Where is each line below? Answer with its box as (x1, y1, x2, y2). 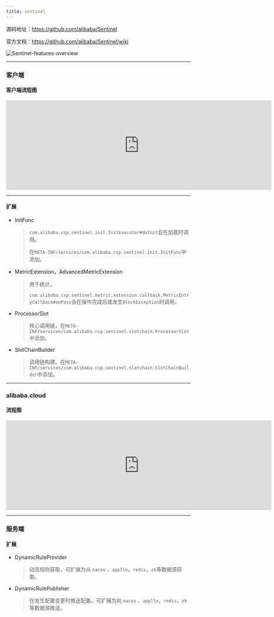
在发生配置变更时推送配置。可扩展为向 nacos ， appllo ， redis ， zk (29, 597, 187, 604)
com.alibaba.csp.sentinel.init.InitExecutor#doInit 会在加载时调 (29, 228, 189, 235)
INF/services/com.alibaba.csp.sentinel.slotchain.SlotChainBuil (29, 365, 190, 371)
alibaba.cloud (6, 391, 46, 399)
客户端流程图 (6, 86, 37, 94)
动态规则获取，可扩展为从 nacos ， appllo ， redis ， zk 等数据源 (29, 566, 177, 573)
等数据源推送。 (29, 605, 66, 612)
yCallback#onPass (29, 299, 72, 305)
